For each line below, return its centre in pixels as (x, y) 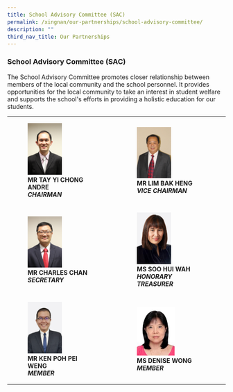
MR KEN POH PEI (52, 358)
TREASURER (155, 284)
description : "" (31, 29)
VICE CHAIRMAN (162, 191)
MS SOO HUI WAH (163, 269)
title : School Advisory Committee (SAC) (67, 15)
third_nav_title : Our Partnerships (59, 37)
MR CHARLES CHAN (58, 273)
